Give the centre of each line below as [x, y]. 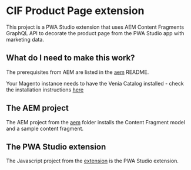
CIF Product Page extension [75, 11]
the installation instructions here [45, 90]
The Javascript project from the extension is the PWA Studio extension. [93, 161]
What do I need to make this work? [71, 58]
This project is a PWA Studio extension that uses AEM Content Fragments [95, 27]
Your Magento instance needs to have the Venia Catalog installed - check [95, 83]
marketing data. [25, 39]
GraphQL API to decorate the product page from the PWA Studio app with [95, 33]
